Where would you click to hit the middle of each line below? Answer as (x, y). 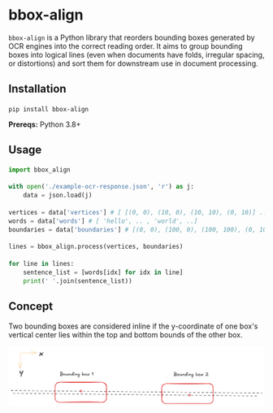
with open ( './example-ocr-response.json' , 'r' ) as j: (102, 187)
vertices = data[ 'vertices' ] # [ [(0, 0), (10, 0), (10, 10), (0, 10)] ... (139, 212)
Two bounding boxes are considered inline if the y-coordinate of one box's (133, 326)
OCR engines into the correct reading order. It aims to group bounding (126, 46)
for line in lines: (41, 264)
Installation (37, 89)
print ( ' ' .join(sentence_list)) (78, 281)
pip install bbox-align (49, 109)
